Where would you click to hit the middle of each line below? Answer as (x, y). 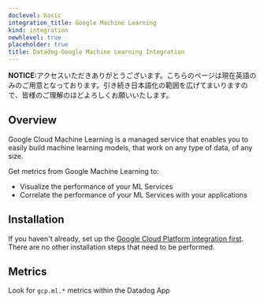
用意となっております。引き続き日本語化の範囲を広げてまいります (135, 85)
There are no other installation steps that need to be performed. (112, 247)
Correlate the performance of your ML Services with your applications (134, 194)
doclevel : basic (35, 15)
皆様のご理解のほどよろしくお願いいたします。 (97, 95)
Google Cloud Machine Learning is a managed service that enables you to (128, 139)
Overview (33, 120)
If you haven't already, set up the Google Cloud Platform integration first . (126, 238)
